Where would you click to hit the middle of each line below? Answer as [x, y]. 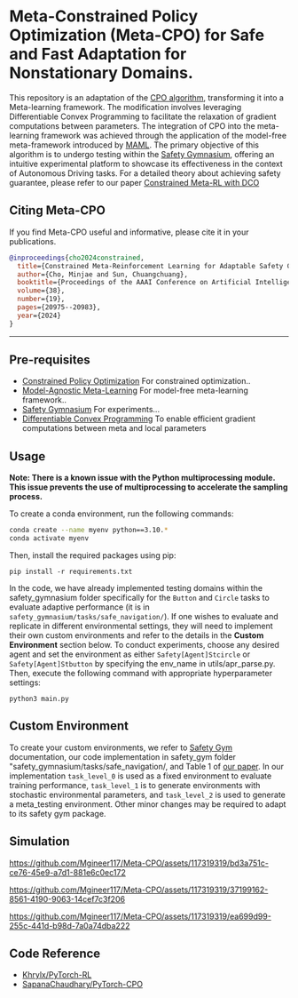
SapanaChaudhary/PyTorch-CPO [82, 985]
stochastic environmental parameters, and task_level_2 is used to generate [148, 794]
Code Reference [55, 954]
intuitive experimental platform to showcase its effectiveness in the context [146, 164]
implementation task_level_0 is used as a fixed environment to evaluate [141, 776]
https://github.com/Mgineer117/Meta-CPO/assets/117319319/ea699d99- [141, 916]
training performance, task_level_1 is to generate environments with [135, 785]
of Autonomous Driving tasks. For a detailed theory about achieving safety [145, 173]
